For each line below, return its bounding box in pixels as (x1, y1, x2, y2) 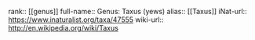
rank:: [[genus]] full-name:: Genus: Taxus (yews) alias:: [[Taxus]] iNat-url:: (8, 7, 247, 16)
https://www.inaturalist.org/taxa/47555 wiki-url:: (8, 15, 164, 24)
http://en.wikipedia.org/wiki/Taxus (8, 24, 119, 32)
